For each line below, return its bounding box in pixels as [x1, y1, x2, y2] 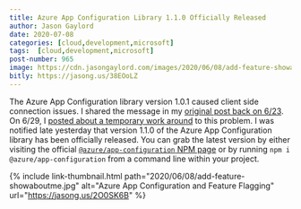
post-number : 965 [9, 55, 74, 64]
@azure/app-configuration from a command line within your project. [9, 153, 260, 164]
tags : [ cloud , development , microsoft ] [9, 47, 154, 56]
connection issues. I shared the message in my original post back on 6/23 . [9, 105, 284, 117]
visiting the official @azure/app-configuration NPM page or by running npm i [9, 144, 290, 154]
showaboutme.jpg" [9, 180, 80, 191]
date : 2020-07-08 [9, 30, 74, 39]
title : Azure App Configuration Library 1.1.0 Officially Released [9, 13, 267, 22]
